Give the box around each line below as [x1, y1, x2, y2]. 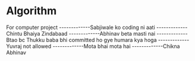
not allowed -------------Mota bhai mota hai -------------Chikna [23, 43, 180, 50]
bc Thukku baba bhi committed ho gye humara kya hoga [18, 36, 157, 43]
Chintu [6, 30, 23, 37]
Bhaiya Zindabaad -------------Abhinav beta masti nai [23, 30, 156, 37]
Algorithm [6, 4, 57, 18]
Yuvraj [6, 43, 22, 50]
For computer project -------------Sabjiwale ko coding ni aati [6, 24, 155, 31]
